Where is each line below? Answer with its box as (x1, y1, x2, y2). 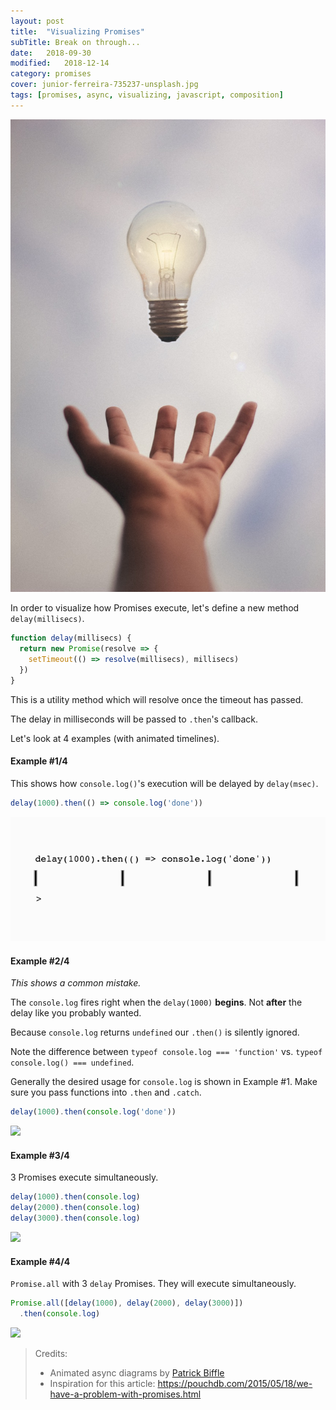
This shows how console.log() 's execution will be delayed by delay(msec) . (10, 778, 319, 790)
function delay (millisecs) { (10, 633, 132, 644)
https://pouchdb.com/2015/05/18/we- (157, 1378, 313, 1390)
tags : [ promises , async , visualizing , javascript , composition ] (10, 90, 284, 100)
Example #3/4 (10, 1149, 70, 1161)
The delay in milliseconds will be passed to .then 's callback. (10, 713, 258, 725)
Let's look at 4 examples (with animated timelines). (10, 732, 220, 744)
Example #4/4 (10, 1255, 71, 1267)
